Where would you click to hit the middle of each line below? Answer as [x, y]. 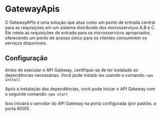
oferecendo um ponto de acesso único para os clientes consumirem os [76, 38]
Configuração [26, 58]
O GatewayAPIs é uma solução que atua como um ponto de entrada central [80, 22]
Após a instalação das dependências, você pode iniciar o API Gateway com [80, 89]
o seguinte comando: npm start [37, 94]
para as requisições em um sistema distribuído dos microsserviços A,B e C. [80, 27]
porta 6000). [18, 108]
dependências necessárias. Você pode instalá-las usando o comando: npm [79, 75]
